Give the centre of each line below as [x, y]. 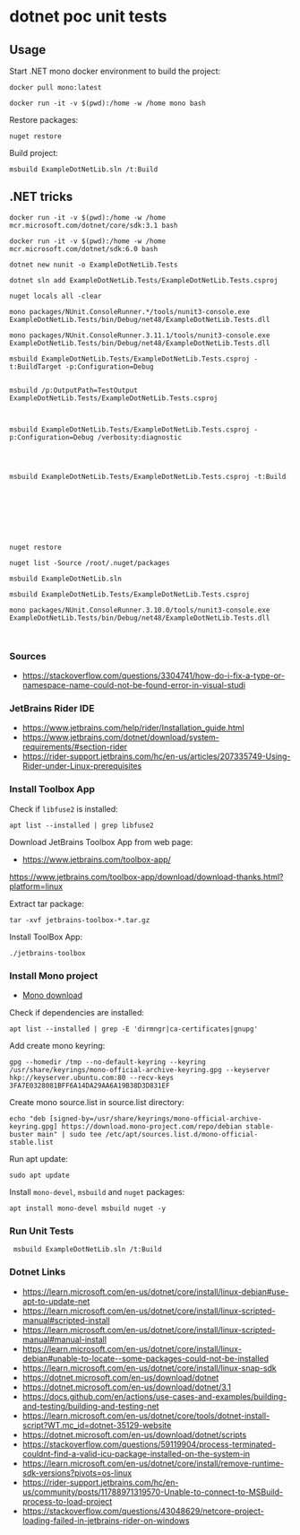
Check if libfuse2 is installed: [64, 808]
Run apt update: [39, 1159]
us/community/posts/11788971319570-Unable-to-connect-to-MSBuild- [153, 1492]
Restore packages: [44, 120]
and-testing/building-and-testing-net [90, 1406]
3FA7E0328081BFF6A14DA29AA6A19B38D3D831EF [90, 1086]
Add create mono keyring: [57, 1046]
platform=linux [36, 886]
